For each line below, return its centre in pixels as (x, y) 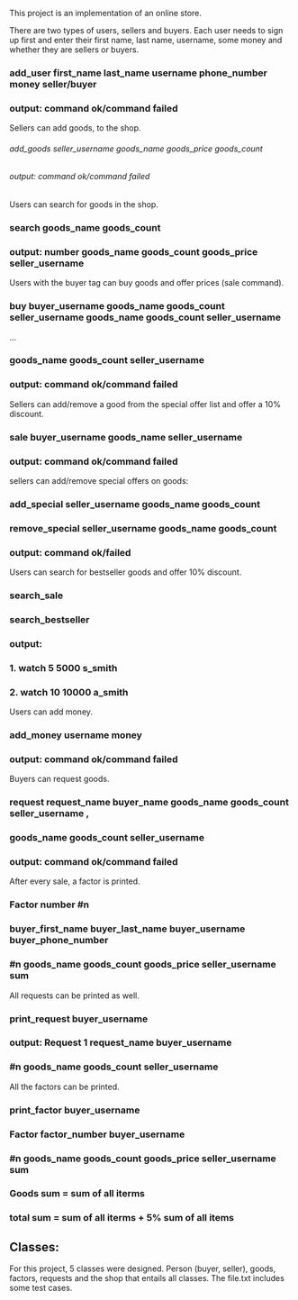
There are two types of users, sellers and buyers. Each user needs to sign (146, 30)
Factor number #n (50, 905)
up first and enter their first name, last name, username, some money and (146, 40)
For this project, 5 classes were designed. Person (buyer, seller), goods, (143, 1268)
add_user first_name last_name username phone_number (138, 73)
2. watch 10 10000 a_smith (69, 692)
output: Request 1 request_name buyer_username (121, 1042)
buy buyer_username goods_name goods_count (117, 306)
